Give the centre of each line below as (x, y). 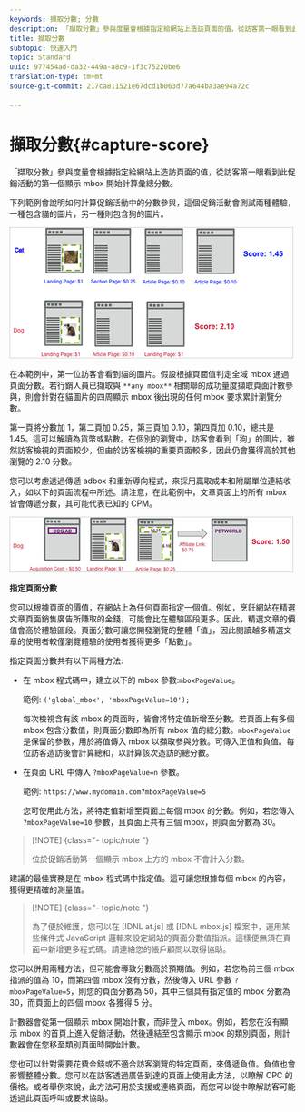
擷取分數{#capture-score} (109, 144)
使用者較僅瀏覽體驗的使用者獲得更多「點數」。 (111, 641)
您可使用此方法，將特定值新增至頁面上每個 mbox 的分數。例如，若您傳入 (158, 810)
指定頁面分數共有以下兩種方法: (67, 660)
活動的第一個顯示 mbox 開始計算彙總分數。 (98, 183)
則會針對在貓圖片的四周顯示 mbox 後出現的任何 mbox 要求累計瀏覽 (150, 396)
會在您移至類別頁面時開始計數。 (85, 1044)
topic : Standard (40, 58)
